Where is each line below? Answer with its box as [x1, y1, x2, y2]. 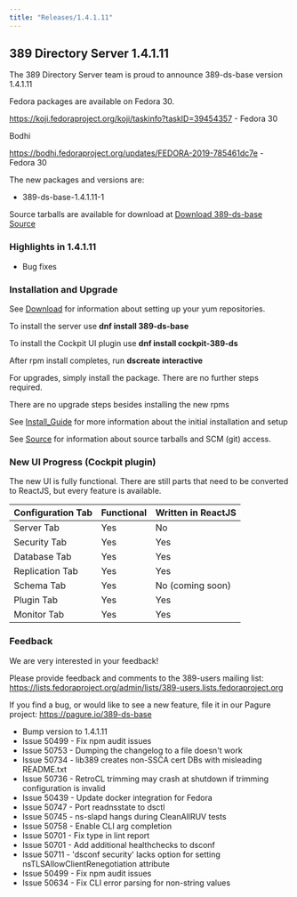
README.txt [21, 764, 68, 774]
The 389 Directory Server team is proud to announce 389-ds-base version [9, 69, 283, 80]
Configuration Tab [13, 506, 93, 519]
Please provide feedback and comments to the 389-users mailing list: [9, 673, 264, 683]
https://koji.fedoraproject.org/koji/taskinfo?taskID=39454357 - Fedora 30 [9, 113, 278, 125]
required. [9, 382, 43, 392]
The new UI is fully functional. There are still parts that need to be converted [9, 476, 289, 487]
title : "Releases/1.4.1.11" [9, 12, 114, 22]
